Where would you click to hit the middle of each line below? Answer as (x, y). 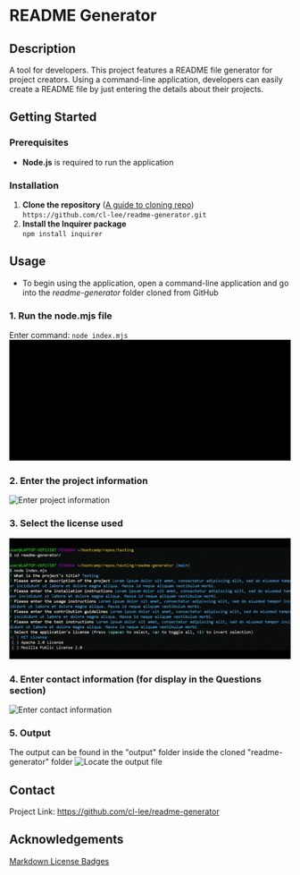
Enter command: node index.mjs (69, 336)
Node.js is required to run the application (98, 162)
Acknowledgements (67, 840)
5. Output (30, 733)
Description (42, 49)
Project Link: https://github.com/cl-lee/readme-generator (115, 811)
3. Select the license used (66, 523)
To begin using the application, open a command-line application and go (155, 283)
